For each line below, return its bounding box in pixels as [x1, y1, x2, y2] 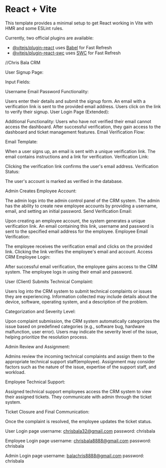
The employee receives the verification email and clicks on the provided [5, 243, 153, 249]
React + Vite [5, 3, 57, 15]
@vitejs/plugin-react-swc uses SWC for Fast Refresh [12, 50, 121, 56]
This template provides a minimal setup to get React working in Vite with [5, 20, 153, 26]
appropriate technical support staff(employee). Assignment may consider [5, 358, 156, 364]
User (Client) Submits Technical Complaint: [5, 278, 93, 285]
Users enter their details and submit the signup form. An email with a [5, 98, 146, 104]
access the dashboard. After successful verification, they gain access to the [5, 124, 161, 130]
